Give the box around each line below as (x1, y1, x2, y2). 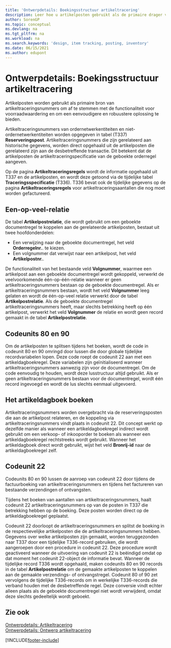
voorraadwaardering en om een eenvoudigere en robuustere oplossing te (5, 111, 159, 117)
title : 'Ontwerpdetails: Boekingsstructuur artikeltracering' (5, 7, 140, 13)
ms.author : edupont (5, 50, 47, 55)
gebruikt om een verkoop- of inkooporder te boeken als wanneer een (5, 431, 151, 437)
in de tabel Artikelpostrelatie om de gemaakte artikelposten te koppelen (5, 566, 157, 572)
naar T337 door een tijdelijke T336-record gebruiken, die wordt (5, 539, 138, 545)
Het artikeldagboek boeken (5, 396, 93, 404)
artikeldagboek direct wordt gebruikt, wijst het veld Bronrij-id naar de (5, 442, 151, 448)
